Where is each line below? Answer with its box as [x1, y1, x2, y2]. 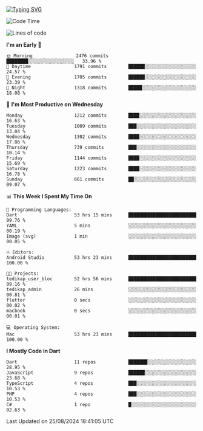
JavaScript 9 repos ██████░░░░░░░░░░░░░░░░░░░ [6, 370, 197, 376]
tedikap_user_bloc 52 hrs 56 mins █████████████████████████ [6, 276, 197, 282]
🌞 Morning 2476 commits [6, 53, 109, 59]
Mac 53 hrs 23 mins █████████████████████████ [6, 331, 197, 337]
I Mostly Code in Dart [6, 347, 61, 354]
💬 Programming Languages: [6, 207, 72, 213]
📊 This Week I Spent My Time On [6, 193, 92, 200]
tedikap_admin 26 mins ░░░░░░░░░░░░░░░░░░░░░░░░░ [6, 286, 197, 292]
